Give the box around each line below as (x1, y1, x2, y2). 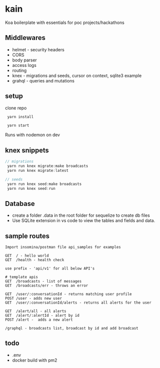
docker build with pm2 (12, 357, 58, 363)
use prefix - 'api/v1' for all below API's (5, 266, 95, 271)
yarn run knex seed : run (7, 186, 56, 191)
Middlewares (5, 34, 45, 42)
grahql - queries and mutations (12, 78, 75, 83)
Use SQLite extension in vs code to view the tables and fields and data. (12, 218, 155, 224)
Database (5, 199, 35, 208)
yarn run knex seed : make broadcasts (7, 182, 82, 186)
